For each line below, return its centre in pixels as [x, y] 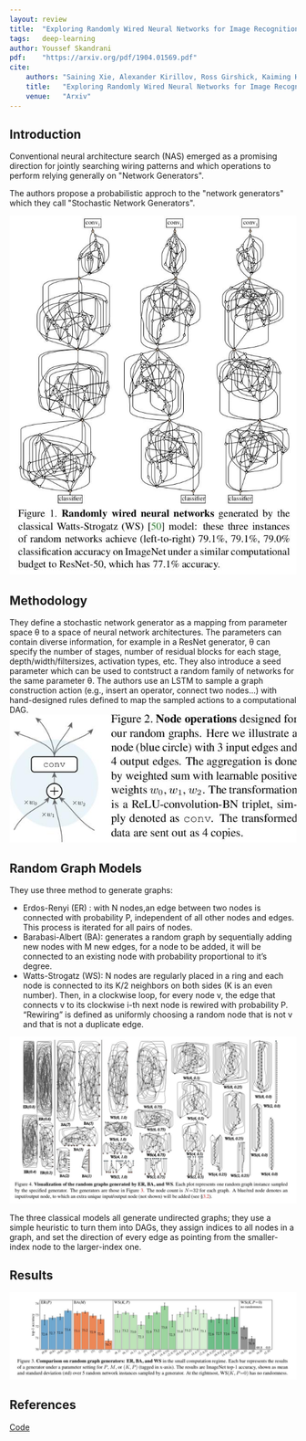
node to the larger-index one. [87, 1246]
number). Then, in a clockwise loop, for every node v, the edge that [149, 995]
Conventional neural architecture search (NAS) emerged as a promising [143, 156]
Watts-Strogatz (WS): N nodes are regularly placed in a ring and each [153, 976]
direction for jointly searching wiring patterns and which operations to [140, 166]
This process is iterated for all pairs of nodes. [107, 928]
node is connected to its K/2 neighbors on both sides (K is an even [148, 985]
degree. [37, 966]
